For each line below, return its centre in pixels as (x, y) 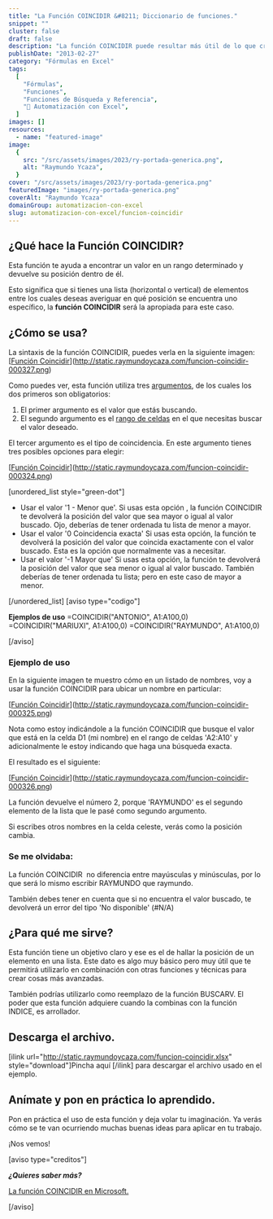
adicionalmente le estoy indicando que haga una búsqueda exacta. (120, 747)
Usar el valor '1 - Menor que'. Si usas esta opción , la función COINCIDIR (141, 507)
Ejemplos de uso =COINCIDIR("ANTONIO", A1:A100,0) (98, 617)
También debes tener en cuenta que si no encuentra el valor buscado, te (130, 899)
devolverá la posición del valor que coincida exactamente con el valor (137, 542)
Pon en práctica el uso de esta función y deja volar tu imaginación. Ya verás (135, 1120)
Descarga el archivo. (62, 1037)
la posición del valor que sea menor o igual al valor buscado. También (137, 568)
